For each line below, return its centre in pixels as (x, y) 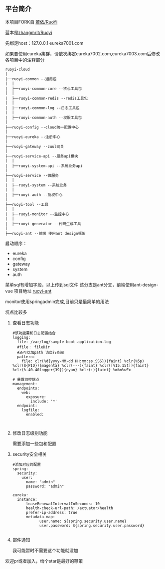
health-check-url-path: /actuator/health (69, 508)
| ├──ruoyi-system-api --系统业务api (44, 166)
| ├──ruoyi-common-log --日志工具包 (42, 108)
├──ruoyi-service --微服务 (32, 175)
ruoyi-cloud (17, 69)
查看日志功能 (25, 322)
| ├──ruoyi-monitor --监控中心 (37, 214)
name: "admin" (40, 482)
